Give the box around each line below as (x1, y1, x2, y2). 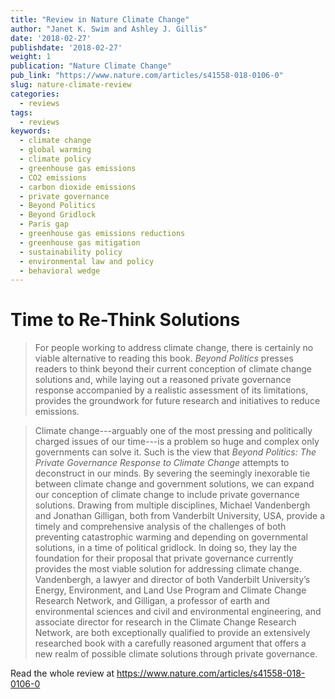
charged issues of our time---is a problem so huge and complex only (34, 436, 320, 448)
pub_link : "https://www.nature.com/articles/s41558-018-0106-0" (10, 71, 284, 81)
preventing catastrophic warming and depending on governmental (34, 531, 308, 543)
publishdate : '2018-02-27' (10, 42, 123, 53)
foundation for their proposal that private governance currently (34, 552, 294, 565)
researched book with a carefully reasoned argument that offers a (34, 637, 307, 650)
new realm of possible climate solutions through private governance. (34, 648, 318, 660)
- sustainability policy (19, 247, 123, 257)
